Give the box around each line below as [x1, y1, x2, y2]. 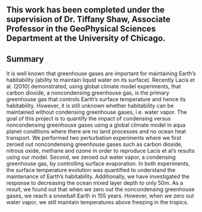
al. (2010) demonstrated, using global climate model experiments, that [6, 83, 181, 90]
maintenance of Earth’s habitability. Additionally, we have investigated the [6, 173, 190, 181]
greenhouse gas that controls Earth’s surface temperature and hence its [6, 96, 186, 103]
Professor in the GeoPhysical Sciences [6, 24, 156, 34]
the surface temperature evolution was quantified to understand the [6, 167, 176, 174]
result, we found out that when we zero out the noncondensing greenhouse [6, 186, 195, 193]
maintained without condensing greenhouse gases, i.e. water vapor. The [6, 108, 187, 116]
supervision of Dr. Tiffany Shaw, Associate [6, 15, 171, 25]
